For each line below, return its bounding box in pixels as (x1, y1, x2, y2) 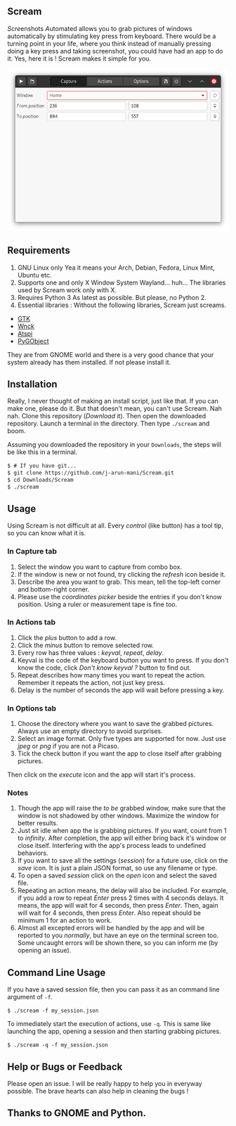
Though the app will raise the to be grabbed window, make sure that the (17, 804, 226, 813)
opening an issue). (17, 946, 72, 955)
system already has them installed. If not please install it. (7, 358, 171, 366)
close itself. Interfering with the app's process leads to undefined (17, 842, 206, 850)
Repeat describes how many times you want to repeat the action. (17, 670, 206, 679)
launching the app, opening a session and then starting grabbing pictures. (7, 1027, 221, 1036)
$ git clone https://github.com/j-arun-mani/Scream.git (7, 470, 174, 477)
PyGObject (17, 337, 49, 345)
